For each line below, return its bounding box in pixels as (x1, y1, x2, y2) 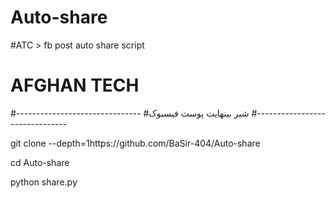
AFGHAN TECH (10, 74, 140, 97)
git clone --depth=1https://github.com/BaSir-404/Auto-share (10, 137, 261, 149)
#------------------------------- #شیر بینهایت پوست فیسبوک (10, 107, 250, 119)
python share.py (10, 176, 78, 188)
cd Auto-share (10, 156, 70, 168)
